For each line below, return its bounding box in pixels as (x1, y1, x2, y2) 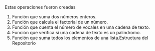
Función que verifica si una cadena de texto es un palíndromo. (12, 30, 141, 35)
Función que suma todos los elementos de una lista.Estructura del (12, 35, 148, 41)
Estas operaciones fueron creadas (5, 4, 76, 10)
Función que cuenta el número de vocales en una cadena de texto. (12, 24, 150, 30)
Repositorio (12, 40, 36, 46)
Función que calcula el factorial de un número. (12, 19, 108, 25)
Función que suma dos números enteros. (12, 14, 97, 19)
